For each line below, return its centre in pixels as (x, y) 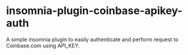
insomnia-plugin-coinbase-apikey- (94, 11)
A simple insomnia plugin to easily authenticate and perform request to (92, 39)
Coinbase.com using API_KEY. (43, 46)
